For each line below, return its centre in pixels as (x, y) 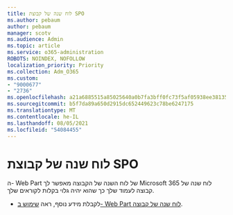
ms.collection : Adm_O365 (43, 71)
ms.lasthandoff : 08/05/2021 (48, 123)
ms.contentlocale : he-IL (43, 117)
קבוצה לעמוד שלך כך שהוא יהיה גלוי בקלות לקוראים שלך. (81, 191)
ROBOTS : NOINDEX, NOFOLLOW (46, 59)
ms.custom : (23, 78)
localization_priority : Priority (55, 65)
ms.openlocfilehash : (37, 98)
